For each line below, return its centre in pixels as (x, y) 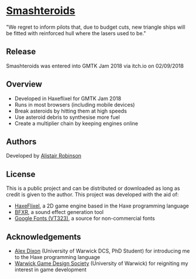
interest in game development (50, 270)
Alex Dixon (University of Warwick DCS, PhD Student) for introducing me (102, 251)
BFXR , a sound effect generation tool (59, 212)
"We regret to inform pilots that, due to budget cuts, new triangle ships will (96, 27)
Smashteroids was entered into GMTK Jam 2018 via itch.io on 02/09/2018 (95, 66)
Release (21, 52)
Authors (21, 142)
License (21, 174)
